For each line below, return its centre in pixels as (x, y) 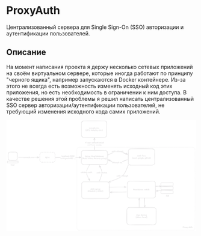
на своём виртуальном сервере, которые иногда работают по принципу (100, 73)
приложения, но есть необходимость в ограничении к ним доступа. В (97, 92)
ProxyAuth (33, 11)
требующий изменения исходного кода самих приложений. (83, 111)
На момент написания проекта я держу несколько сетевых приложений (100, 67)
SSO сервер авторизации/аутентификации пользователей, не (85, 105)
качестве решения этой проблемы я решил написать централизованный (100, 98)
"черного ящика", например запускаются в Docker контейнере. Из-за (96, 79)
